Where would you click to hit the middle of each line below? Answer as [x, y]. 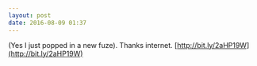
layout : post [30, 15]
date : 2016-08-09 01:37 [48, 23]
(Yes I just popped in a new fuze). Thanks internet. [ [93, 45]
